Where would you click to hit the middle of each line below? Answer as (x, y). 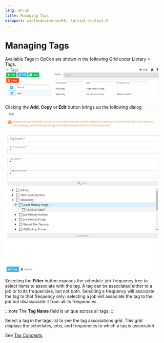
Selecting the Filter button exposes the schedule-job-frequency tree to (76, 281)
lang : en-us (17, 10)
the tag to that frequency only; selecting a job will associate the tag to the (79, 296)
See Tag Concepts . (24, 335)
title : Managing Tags (27, 15)
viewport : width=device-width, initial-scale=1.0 (57, 21)
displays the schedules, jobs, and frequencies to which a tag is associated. (80, 325)
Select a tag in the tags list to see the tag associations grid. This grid (74, 320)
